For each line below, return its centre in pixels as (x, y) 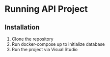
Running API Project (46, 9)
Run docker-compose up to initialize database (58, 44)
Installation (22, 27)
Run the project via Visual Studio (45, 49)
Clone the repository (32, 39)
